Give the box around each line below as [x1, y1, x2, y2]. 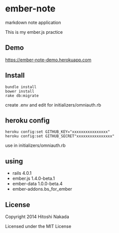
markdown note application [5, 19, 61, 25]
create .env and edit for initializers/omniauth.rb [5, 102, 101, 108]
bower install [5, 89, 35, 94]
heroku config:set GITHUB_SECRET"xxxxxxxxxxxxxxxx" [5, 134, 115, 139]
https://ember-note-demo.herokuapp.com [5, 57, 92, 63]
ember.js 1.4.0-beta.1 [12, 175, 55, 182]
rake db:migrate [5, 93, 39, 98]
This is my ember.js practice [5, 29, 63, 35]
